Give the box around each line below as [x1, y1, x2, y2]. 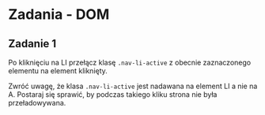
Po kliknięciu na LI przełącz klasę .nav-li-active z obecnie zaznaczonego [8, 57, 252, 67]
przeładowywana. [8, 98, 66, 107]
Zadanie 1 [8, 37, 57, 50]
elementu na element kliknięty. [8, 66, 108, 76]
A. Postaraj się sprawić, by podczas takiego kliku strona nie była [8, 90, 218, 99]
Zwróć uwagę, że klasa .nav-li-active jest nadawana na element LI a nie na [8, 81, 258, 91]
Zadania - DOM [8, 6, 110, 24]
